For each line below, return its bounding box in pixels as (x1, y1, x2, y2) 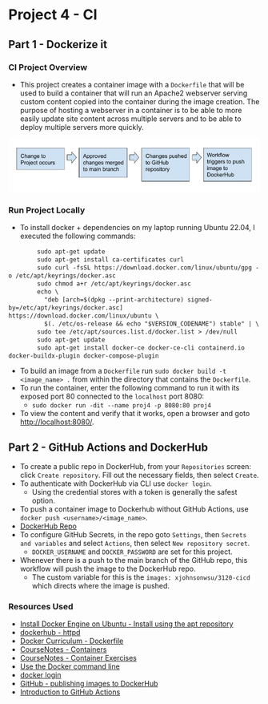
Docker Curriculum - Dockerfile (19, 636, 124, 646)
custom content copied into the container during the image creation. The (19, 96, 260, 106)
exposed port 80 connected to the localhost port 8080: (19, 391, 205, 402)
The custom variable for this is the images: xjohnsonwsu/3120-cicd (31, 573, 250, 582)
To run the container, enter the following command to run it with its (19, 383, 240, 393)
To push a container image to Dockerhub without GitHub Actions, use (19, 504, 250, 514)
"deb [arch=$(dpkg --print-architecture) (43, 296, 184, 304)
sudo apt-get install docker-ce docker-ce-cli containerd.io (37, 344, 246, 352)
